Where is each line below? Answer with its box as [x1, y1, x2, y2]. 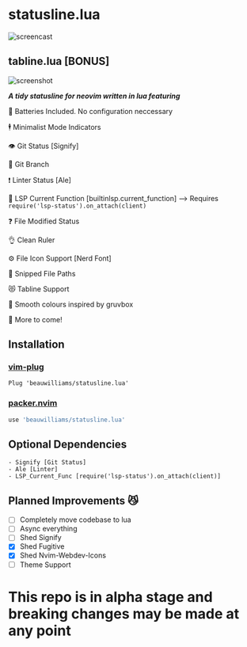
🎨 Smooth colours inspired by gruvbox [8, 299, 134, 309]
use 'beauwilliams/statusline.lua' [8, 416, 126, 424]
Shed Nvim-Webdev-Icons [19, 550, 107, 560]
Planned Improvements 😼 [8, 493, 139, 508]
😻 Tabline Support [8, 284, 70, 294]
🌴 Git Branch [8, 159, 50, 169]
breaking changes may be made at [8, 604, 240, 622]
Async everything [19, 524, 78, 534]
